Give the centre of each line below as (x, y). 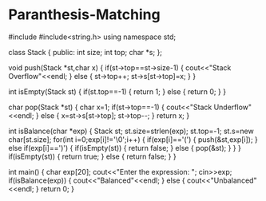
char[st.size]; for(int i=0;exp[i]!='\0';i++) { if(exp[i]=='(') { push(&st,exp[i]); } (133, 139)
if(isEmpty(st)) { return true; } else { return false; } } (93, 156)
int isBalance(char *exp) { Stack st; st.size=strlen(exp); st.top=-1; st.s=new (131, 131)
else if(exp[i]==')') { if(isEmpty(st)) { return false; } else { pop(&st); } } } (125, 148)
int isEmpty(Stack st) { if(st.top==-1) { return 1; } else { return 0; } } (117, 91)
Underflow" (233, 107)
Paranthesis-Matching (85, 15)
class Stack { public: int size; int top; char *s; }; (85, 52)
